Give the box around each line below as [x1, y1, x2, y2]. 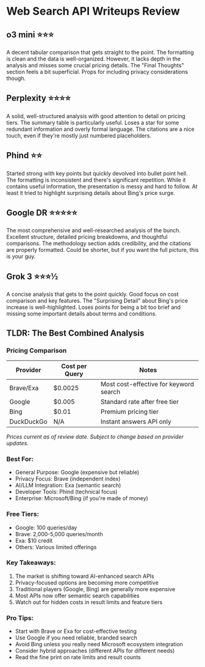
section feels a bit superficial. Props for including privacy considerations [6, 68, 188, 75]
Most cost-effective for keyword [100, 380, 194, 388]
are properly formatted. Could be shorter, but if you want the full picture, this [6, 246, 199, 254]
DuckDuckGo [9, 417, 48, 426]
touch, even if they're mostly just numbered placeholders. [6, 131, 151, 139]
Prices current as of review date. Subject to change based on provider [6, 433, 184, 440]
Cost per [60, 362, 87, 370]
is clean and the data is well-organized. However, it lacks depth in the [6, 55, 181, 62]
